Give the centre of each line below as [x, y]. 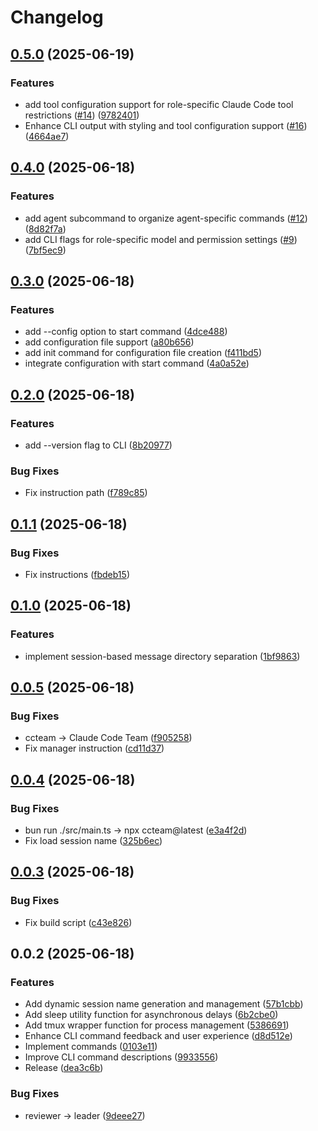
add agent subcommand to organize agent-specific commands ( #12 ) [166, 218]
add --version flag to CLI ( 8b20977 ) [98, 445]
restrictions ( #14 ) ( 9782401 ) [82, 115]
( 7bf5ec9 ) [45, 250]
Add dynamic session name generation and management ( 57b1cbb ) [164, 1004]
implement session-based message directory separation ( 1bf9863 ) [162, 656]
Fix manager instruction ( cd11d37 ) [94, 748]
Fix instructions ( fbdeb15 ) [77, 574]
